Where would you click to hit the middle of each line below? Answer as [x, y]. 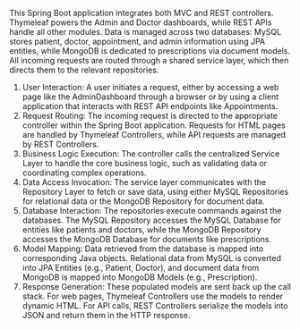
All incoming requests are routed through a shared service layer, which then [149, 60]
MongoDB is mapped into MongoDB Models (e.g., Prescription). [140, 277]
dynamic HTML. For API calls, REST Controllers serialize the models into [155, 306]
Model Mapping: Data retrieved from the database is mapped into [143, 249]
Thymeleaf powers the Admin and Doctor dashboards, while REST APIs [141, 22]
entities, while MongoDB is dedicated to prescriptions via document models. [150, 51]
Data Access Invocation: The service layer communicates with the [144, 182]
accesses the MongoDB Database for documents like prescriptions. [146, 239]
